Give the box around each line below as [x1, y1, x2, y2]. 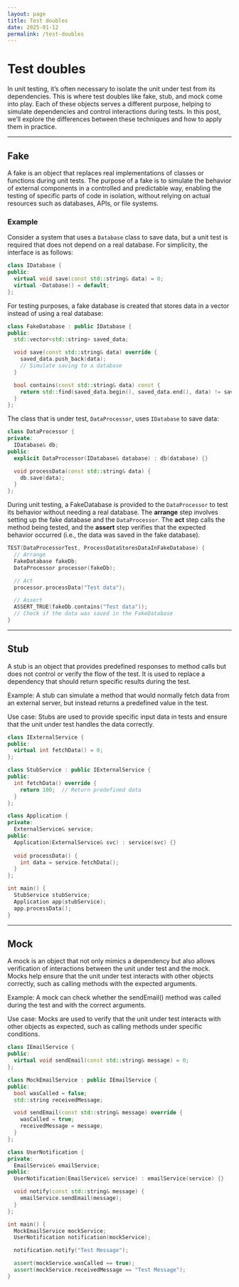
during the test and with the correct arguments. [7, 1001, 147, 1010]
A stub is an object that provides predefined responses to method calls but [7, 662, 226, 670]
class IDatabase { [7, 262, 62, 270]
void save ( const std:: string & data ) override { [14, 349, 158, 357]
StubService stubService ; [14, 892, 91, 899]
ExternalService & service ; [14, 826, 94, 833]
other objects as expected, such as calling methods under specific [7, 1022, 203, 1031]
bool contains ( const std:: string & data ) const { [14, 381, 161, 389]
